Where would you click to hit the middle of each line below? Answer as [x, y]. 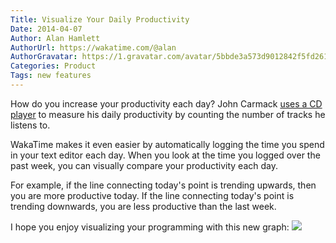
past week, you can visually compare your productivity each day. [144, 165]
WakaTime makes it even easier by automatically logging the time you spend [167, 144]
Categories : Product [53, 66]
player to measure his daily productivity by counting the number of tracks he [168, 114]
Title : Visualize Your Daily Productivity [100, 19]
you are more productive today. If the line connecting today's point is [152, 195]
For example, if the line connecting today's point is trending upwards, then [163, 185]
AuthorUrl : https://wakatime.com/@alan [93, 47]
